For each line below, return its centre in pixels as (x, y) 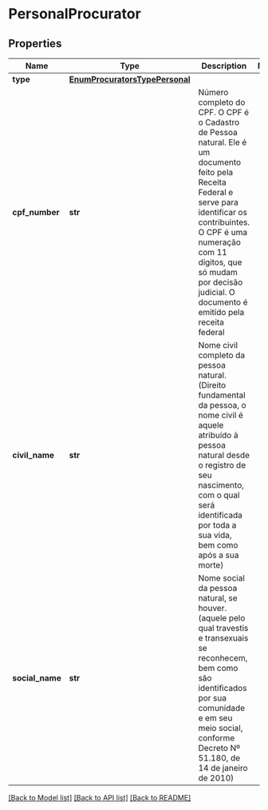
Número (213, 92)
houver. (213, 608)
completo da (222, 355)
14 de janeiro (223, 768)
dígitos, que (220, 262)
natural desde (224, 455)
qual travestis (223, 628)
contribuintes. (224, 222)
